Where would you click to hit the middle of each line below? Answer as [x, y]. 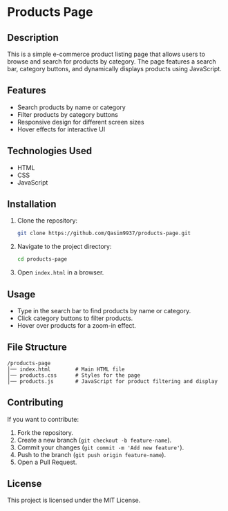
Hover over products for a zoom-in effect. [77, 325]
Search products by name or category [71, 107]
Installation [32, 204]
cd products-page [42, 259]
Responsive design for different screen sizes [80, 122]
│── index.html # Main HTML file [66, 369]
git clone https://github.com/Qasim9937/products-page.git [104, 233]
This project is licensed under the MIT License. [74, 500]
